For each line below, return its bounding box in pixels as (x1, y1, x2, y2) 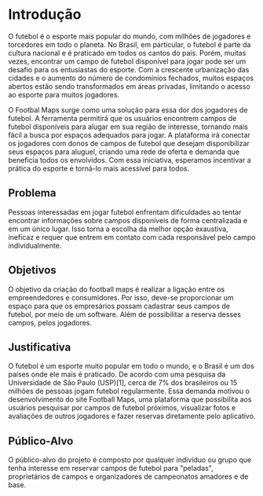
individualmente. (8, 241, 62, 250)
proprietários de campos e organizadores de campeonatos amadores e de (8, 472, 249, 481)
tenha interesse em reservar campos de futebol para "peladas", (8, 464, 214, 473)
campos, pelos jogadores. (8, 318, 93, 327)
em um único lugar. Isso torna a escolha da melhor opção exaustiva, (8, 224, 229, 233)
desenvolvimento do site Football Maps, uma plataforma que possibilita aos (8, 395, 252, 404)
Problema (8, 186, 57, 200)
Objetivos (8, 263, 57, 277)
